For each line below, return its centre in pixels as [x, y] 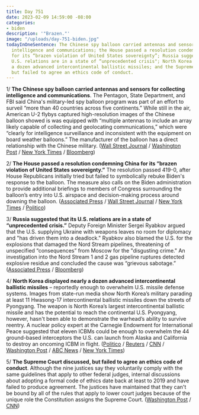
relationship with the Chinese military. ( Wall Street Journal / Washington [94, 146]
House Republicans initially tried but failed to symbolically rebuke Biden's [95, 176]
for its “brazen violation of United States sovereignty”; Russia [95, 56]
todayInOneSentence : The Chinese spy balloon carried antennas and [91, 45]
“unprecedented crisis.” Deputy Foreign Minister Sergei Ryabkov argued [96, 225]
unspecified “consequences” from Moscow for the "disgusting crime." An [96, 251]
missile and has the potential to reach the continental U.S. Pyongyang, [92, 312]
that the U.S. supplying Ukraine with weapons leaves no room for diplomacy [99, 232]
